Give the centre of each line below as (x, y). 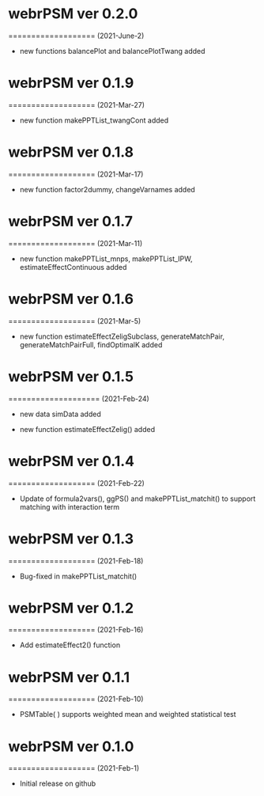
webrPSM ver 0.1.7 (70, 222)
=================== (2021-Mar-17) (76, 174)
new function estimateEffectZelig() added (87, 429)
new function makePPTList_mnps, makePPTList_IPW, (106, 259)
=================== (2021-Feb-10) (76, 699)
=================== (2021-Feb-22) (76, 483)
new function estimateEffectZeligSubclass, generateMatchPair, (122, 336)
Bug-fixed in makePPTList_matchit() (78, 576)
